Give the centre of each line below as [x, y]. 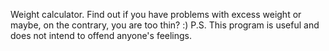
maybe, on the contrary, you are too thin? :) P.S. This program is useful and [165, 25]
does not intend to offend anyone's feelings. [101, 35]
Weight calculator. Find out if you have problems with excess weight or [156, 14]
